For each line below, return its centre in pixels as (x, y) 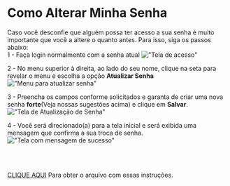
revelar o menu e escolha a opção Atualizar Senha (80, 76)
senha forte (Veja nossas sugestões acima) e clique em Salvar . (98, 104)
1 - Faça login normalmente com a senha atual (73, 55)
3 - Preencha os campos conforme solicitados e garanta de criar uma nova (115, 97)
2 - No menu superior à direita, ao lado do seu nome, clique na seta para (112, 68)
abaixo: (18, 47)
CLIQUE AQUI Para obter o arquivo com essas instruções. (90, 175)
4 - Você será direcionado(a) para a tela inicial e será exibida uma (102, 125)
